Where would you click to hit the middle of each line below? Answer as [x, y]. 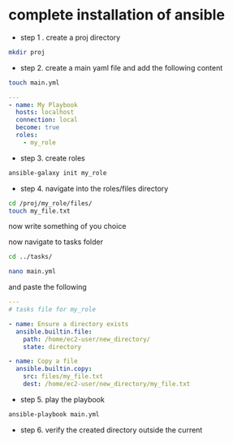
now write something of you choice [67, 226]
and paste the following [47, 287]
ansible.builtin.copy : [54, 369]
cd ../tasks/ [30, 257]
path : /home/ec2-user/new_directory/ [87, 339]
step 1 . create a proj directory [70, 37]
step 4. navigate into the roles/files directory [94, 188]
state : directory [52, 346]
